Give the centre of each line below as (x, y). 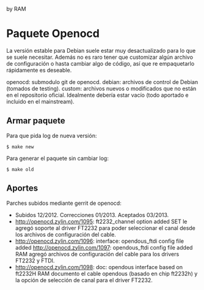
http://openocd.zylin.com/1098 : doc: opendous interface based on (99, 267)
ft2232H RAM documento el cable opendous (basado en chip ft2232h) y (106, 273)
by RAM (16, 9)
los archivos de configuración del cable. (65, 234)
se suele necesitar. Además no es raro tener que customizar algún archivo (100, 57)
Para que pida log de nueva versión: (52, 135)
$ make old (20, 169)
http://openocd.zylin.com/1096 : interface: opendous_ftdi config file (100, 241)
